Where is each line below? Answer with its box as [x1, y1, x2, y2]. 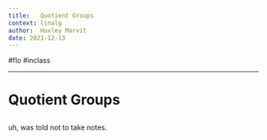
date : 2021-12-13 [8, 33, 66, 42]
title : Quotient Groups [8, 11, 94, 20]
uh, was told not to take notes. [8, 122, 107, 132]
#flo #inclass [8, 56, 51, 65]
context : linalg [8, 19, 62, 27]
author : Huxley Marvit [8, 26, 87, 34]
